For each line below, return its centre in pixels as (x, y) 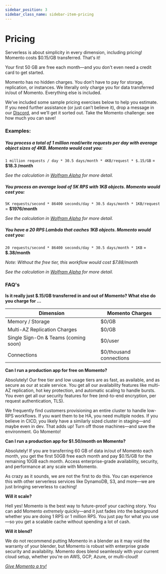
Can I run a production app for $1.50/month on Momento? (65, 441)
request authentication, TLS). (35, 401)
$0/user (110, 341)
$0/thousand (116, 352)
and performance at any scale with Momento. (51, 467)
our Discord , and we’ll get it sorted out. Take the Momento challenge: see (80, 113)
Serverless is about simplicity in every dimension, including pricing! (74, 52)
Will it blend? (19, 531)
